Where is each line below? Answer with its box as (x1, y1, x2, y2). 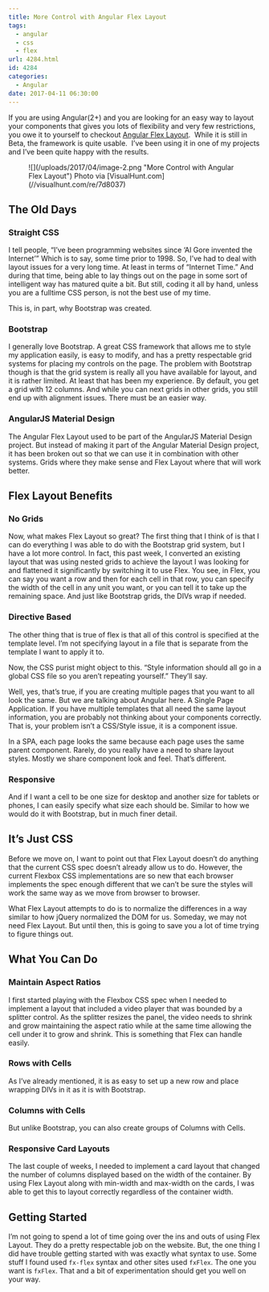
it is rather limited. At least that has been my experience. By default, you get (8, 376, 259, 386)
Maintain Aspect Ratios (8, 976, 101, 988)
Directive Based (8, 612, 71, 623)
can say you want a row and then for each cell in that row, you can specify (8, 574, 255, 584)
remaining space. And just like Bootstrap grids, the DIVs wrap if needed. (8, 592, 247, 601)
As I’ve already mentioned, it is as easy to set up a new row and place (8, 1075, 239, 1086)
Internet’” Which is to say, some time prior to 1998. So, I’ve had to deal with (8, 254, 257, 263)
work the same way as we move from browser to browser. (8, 888, 201, 898)
